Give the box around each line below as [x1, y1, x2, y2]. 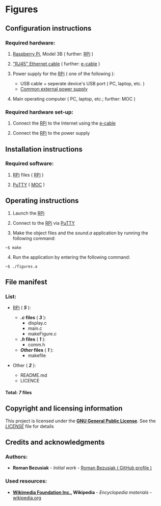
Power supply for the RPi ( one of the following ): [12, 70, 115, 77]
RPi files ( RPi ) [12, 172, 44, 178]
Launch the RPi [12, 210, 45, 216]
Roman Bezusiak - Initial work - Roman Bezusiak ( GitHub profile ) [12, 465, 152, 471]
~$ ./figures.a [5, 264, 38, 269]
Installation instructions [5, 144, 83, 154]
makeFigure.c [28, 331, 57, 337]
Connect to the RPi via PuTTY [12, 220, 75, 226]
